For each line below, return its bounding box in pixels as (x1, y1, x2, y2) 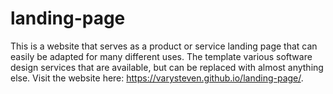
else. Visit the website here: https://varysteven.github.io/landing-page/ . (10, 72, 304, 84)
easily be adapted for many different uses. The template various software (10, 50, 313, 62)
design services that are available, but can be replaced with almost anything (10, 61, 324, 73)
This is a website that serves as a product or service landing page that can (10, 40, 318, 52)
